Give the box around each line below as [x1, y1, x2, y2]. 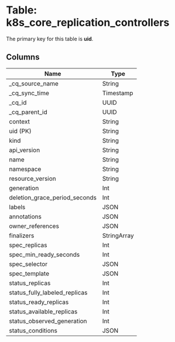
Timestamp [102, 89, 133, 97]
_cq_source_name [9, 80, 59, 88]
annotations [9, 212, 42, 220]
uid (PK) [9, 127, 32, 135]
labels [9, 203, 26, 211]
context [9, 118, 30, 126]
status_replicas [9, 279, 51, 287]
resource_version [9, 174, 57, 182]
